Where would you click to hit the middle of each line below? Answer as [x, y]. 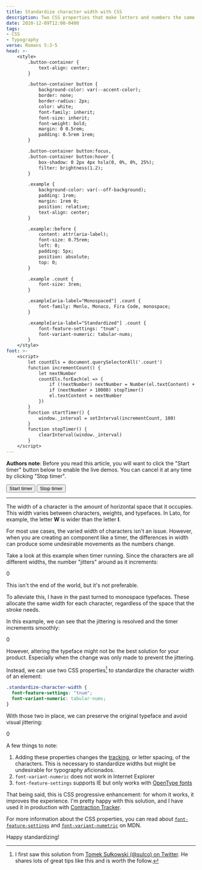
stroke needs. [23, 609]
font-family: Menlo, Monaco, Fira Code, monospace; [104, 306]
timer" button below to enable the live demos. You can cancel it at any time [99, 470]
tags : [13, 29]
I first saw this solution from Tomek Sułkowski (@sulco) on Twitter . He [101, 854]
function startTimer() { [59, 412]
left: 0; [49, 246]
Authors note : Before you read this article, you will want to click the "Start [98, 463]
